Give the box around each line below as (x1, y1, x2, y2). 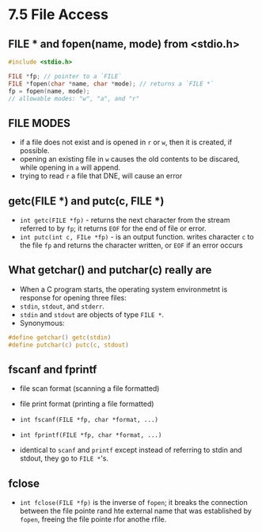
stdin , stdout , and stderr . (19, 301, 105, 311)
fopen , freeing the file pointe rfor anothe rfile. (19, 515, 167, 524)
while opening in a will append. (19, 163, 121, 172)
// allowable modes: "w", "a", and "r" (8, 94, 140, 102)
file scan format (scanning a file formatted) (19, 384, 160, 393)
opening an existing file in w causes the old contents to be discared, (19, 155, 240, 164)
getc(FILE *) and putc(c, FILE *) (8, 194, 165, 208)
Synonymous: (19, 318, 65, 327)
